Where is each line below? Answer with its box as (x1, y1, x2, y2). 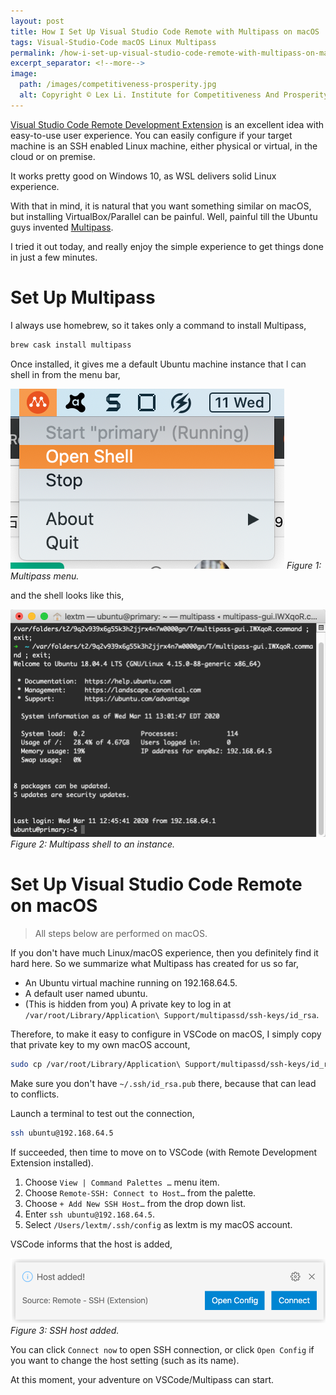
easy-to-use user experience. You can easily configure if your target (10, 129, 293, 141)
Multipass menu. (10, 570, 80, 582)
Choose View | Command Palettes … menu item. (24, 1176, 220, 1188)
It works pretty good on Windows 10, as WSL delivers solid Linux (10, 170, 277, 182)
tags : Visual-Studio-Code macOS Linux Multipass (10, 37, 217, 47)
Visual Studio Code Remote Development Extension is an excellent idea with (10, 118, 325, 130)
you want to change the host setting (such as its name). (10, 1354, 240, 1366)
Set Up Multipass (10, 286, 156, 309)
